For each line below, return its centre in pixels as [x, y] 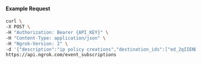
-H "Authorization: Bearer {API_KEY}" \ [57, 32]
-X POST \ [18, 27]
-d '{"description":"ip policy [45, 49]
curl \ [14, 21]
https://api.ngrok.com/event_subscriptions [61, 55]
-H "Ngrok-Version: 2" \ [37, 43]
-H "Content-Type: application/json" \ [56, 38]
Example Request [28, 8]
